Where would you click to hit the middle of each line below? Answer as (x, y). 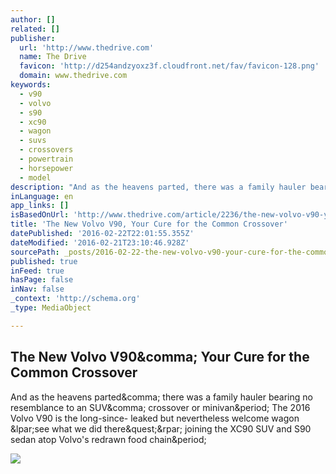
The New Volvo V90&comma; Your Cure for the (160, 357)
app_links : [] (40, 206)
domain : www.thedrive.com (73, 76)
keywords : (31, 85)
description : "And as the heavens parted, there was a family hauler (158, 187)
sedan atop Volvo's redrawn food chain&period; (108, 439)
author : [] (33, 19)
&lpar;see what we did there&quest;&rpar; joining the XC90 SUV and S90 (161, 428)
